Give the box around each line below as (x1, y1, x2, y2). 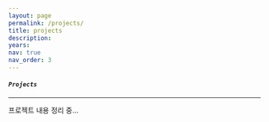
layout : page (8, 11, 52, 20)
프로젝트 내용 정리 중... (8, 105, 78, 116)
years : (8, 41, 30, 49)
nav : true (8, 49, 42, 57)
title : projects (8, 26, 62, 34)
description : (8, 33, 52, 42)
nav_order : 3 (8, 57, 52, 65)
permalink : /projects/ (8, 19, 84, 27)
